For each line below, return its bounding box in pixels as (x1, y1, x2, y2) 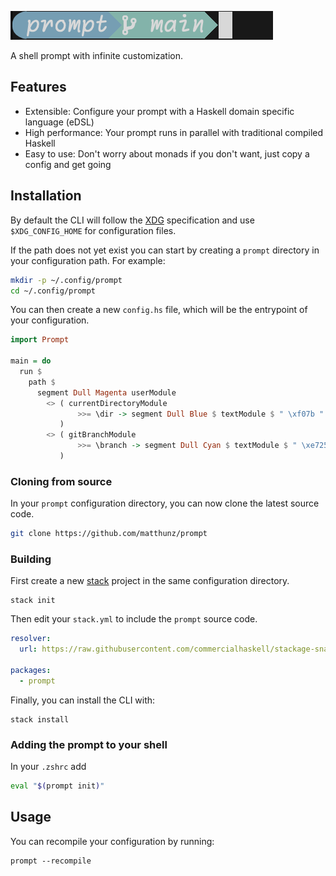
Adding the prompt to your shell (10, 737, 168, 751)
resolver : (10, 634, 52, 644)
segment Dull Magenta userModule (36, 387, 177, 398)
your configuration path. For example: (10, 254, 166, 266)
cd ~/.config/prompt (10, 286, 97, 296)
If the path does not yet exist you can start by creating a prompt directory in (10, 244, 320, 256)
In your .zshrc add (10, 761, 87, 773)
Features (10, 79, 67, 96)
